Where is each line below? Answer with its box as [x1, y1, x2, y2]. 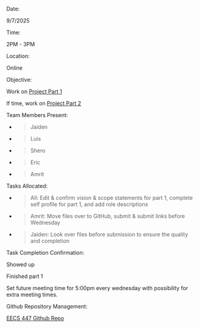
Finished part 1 [6, 273, 43, 280]
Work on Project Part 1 [6, 88, 63, 95]
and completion [30, 237, 70, 244]
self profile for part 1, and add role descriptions [30, 201, 148, 208]
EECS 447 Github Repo [6, 315, 65, 322]
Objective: [6, 76, 32, 83]
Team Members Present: [6, 112, 68, 118]
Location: [6, 52, 30, 60]
